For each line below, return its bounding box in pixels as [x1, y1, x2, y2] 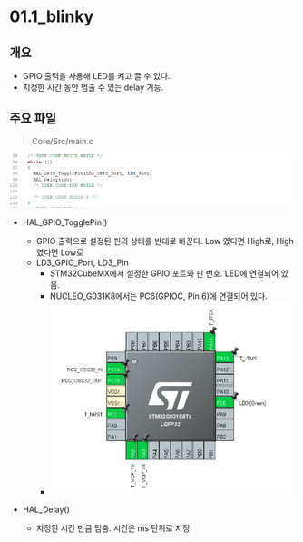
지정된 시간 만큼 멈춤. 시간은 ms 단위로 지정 [35, 523, 191, 534]
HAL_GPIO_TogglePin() [22, 217, 108, 228]
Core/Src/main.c [31, 135, 93, 146]
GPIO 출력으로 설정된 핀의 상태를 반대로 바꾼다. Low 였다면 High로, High [35, 236, 295, 247]
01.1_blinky [9, 6, 94, 27]
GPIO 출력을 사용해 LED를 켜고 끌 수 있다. [22, 71, 171, 81]
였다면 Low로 [35, 247, 84, 258]
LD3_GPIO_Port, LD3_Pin [35, 257, 129, 269]
